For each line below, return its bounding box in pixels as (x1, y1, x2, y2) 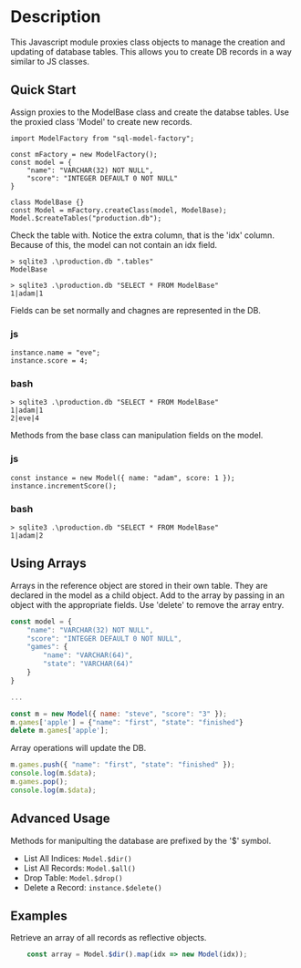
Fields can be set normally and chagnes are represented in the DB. (10, 304, 261, 315)
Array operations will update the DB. (10, 743, 147, 754)
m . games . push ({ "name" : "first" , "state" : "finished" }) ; (10, 760, 235, 769)
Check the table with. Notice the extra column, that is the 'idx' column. (10, 230, 275, 241)
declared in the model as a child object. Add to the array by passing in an (10, 590, 285, 601)
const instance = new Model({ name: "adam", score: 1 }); (10, 473, 235, 482)
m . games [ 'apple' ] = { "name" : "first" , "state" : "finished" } (10, 717, 244, 726)
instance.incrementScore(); (10, 481, 118, 490)
